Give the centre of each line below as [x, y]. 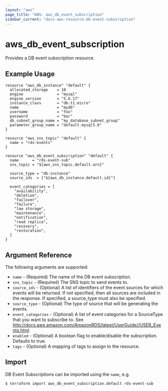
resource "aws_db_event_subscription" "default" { [59, 156]
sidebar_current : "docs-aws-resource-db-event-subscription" [70, 19]
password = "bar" [41, 116]
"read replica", [31, 222]
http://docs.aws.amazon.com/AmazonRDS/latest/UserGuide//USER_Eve [87, 325]
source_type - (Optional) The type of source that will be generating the [85, 303]
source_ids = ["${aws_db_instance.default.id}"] [62, 178]
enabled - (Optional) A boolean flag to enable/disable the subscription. [85, 336]
